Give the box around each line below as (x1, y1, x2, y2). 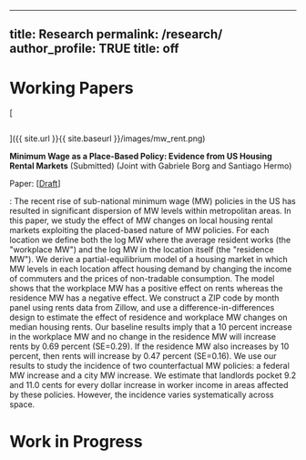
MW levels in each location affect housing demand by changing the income (9, 263, 292, 274)
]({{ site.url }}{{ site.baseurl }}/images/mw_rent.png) (9, 133, 206, 144)
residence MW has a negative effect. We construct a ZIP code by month (9, 292, 280, 303)
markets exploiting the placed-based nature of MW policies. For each (9, 225, 270, 236)
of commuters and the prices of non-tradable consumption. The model (9, 273, 275, 284)
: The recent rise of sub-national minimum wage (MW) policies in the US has (9, 196, 296, 207)
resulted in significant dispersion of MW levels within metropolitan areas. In (9, 206, 291, 217)
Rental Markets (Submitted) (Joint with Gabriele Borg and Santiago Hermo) (9, 160, 292, 171)
